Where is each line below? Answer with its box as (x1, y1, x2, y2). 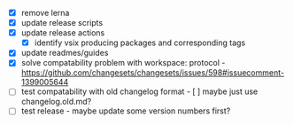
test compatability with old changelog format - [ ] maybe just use (20, 86, 259, 97)
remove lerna (20, 8, 70, 18)
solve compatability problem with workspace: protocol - (20, 58, 226, 68)
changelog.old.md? (20, 97, 92, 107)
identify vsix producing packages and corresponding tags (34, 37, 245, 48)
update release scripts (20, 18, 104, 28)
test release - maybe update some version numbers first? (20, 105, 231, 116)
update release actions (20, 27, 105, 38)
